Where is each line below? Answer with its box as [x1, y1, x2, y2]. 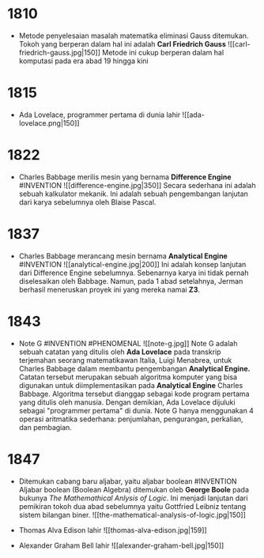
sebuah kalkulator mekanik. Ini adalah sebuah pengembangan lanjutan [18, 189, 248, 198]
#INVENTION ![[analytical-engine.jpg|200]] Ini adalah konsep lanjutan [18, 259, 247, 269]
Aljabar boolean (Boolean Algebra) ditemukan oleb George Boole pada [18, 484, 250, 494]
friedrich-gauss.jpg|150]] [18, 47, 100, 57]
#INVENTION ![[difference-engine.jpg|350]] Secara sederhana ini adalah [18, 180, 256, 190]
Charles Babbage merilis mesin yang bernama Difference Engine [18, 172, 232, 182]
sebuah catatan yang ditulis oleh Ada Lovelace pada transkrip [18, 347, 222, 356]
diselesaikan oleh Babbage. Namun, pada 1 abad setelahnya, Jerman [18, 276, 243, 285]
